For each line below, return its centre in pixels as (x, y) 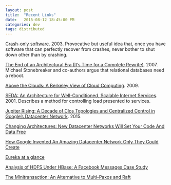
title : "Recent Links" (31, 15)
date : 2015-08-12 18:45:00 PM (40, 20)
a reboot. (15, 76)
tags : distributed (25, 29)
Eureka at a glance (25, 157)
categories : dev (23, 24)
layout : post (19, 10)
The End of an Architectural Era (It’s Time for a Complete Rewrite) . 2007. (82, 65)
